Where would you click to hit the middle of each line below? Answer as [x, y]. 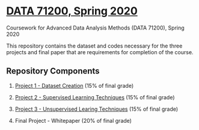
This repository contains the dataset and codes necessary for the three [94, 46]
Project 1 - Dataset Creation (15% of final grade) [74, 85]
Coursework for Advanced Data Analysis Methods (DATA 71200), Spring [95, 28]
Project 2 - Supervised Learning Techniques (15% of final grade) [95, 97]
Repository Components [53, 71]
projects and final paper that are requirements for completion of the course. [100, 52]
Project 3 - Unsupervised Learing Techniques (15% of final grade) [96, 109]
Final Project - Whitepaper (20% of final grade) [73, 120]
